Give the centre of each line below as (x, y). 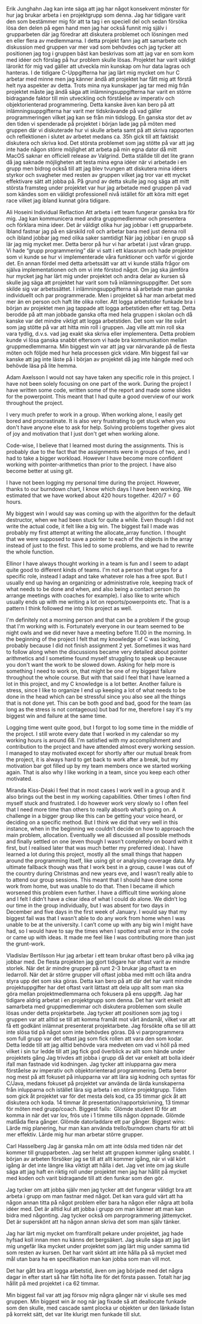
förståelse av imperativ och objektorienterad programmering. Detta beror (97, 1070)
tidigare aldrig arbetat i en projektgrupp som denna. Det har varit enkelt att (98, 1000)
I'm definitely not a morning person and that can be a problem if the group (98, 620)
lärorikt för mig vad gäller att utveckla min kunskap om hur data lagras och (98, 66)
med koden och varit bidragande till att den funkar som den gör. (85, 1178)
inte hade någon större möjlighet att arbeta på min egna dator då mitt (92, 149)
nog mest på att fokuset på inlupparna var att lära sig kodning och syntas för (101, 1077)
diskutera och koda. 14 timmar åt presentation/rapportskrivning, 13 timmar (98, 1103)
